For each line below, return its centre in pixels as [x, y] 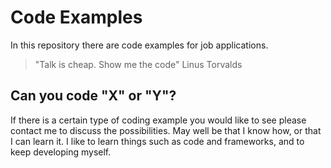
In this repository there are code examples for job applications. [139, 45]
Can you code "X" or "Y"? [93, 96]
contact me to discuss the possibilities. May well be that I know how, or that [166, 130]
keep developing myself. [61, 152]
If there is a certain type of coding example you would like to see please [158, 120]
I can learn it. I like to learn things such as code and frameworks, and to [157, 141]
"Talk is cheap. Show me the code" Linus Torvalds [138, 64]
